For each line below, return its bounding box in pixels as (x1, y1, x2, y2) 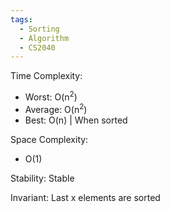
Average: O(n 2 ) (24, 101, 88, 115)
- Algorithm (19, 33, 70, 43)
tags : (10, 14, 33, 25)
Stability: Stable (10, 172, 75, 184)
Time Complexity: (10, 70, 83, 82)
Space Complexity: (10, 133, 89, 145)
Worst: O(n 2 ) (24, 89, 78, 103)
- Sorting (19, 24, 60, 34)
